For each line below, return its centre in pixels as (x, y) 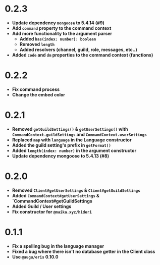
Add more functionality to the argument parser (62, 33)
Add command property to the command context (62, 28)
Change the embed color (39, 94)
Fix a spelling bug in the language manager (58, 246)
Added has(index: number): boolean (58, 39)
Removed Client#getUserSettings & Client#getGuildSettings (76, 190)
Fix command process (36, 89)
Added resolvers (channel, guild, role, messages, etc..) (78, 49)
